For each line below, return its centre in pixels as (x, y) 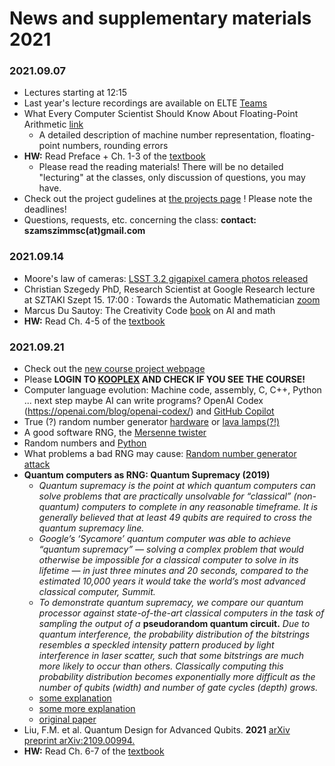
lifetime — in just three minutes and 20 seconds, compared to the (173, 571)
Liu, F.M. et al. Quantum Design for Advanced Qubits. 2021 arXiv (157, 730)
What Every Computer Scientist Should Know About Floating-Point (161, 114)
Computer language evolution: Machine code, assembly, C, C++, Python (172, 390)
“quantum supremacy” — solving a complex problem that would (171, 549)
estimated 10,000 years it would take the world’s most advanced (172, 581)
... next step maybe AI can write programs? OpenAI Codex (143, 401)
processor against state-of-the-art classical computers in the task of (181, 613)
